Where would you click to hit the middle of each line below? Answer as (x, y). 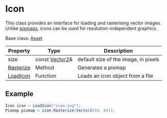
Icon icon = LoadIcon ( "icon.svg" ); (43, 106)
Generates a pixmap (102, 68)
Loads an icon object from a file (115, 76)
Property (19, 50)
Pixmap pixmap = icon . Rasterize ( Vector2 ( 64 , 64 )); (60, 110)
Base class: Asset (24, 38)
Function (46, 76)
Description (118, 50)
